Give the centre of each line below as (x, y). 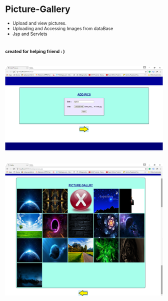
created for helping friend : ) (35, 52)
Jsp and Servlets (30, 34)
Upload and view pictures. (39, 23)
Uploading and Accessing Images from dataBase (63, 28)
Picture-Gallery (38, 9)
